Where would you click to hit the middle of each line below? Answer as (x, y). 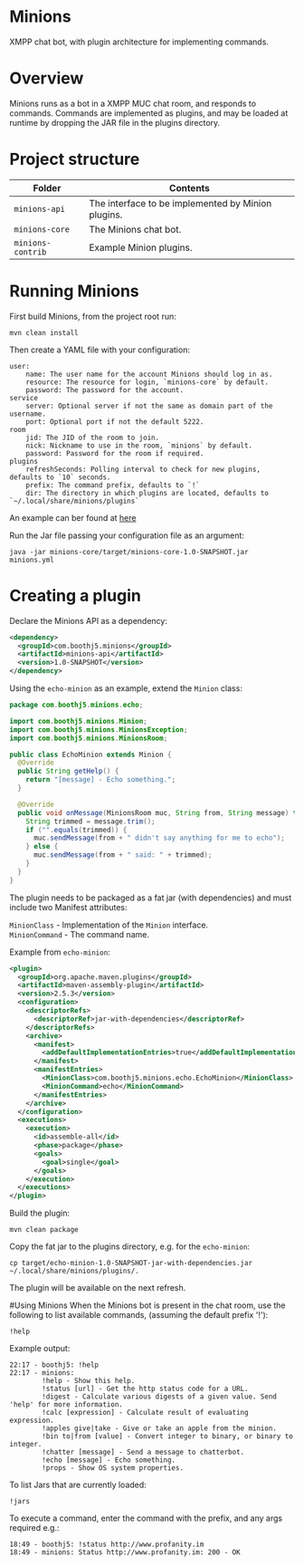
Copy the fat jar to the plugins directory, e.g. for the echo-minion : (130, 1246)
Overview (47, 78)
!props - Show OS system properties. (113, 1468)
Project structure (75, 159)
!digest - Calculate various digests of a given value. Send (160, 1397)
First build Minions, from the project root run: (93, 316)
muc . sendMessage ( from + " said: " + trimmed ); (123, 855)
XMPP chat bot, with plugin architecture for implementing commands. (139, 42)
